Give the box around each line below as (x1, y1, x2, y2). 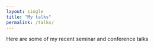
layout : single (6, 8, 44, 15)
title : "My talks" (6, 14, 52, 20)
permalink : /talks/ (6, 19, 54, 25)
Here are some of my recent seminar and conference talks (6, 36, 149, 43)
